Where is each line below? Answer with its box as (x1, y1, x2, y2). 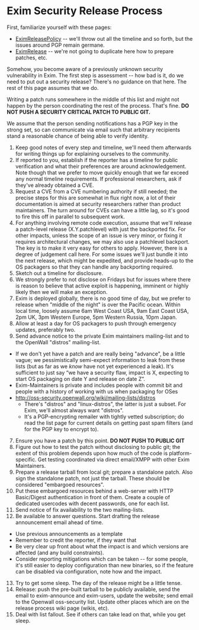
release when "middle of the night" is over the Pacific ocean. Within (15, 301, 181, 308)
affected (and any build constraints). (15, 549, 104, 556)
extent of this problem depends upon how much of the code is (15, 450, 168, 457)
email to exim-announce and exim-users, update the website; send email (15, 592, 193, 599)
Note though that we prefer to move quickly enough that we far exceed (15, 169, 189, 176)
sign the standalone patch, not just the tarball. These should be (15, 474, 170, 482)
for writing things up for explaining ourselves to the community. (15, 150, 171, 157)
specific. (15, 455, 37, 463)
